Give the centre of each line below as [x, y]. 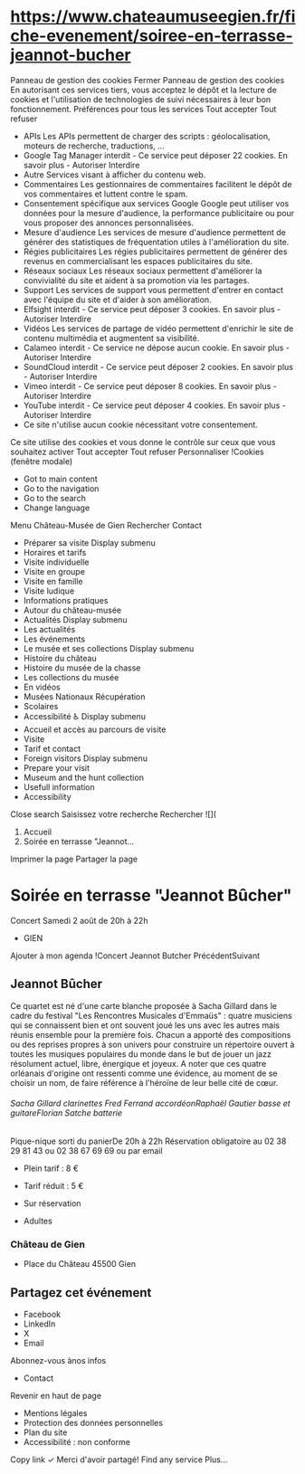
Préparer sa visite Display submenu [90, 542]
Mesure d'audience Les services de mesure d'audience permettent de [154, 232]
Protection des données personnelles [93, 1423]
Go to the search [55, 498]
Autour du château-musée [72, 610]
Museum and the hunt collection [83, 777]
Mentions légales [55, 1413]
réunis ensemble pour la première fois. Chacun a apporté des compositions [151, 1034]
